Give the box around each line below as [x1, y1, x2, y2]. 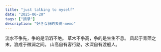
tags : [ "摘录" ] [5, 16, 35, 21]
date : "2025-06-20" [5, 12, 46, 17]
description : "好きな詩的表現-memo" [5, 21, 76, 26]
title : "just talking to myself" [5, 7, 75, 12]
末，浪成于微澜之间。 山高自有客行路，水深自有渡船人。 [5, 42, 120, 48]
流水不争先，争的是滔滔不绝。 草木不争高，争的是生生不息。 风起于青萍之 [5, 35, 156, 41]
